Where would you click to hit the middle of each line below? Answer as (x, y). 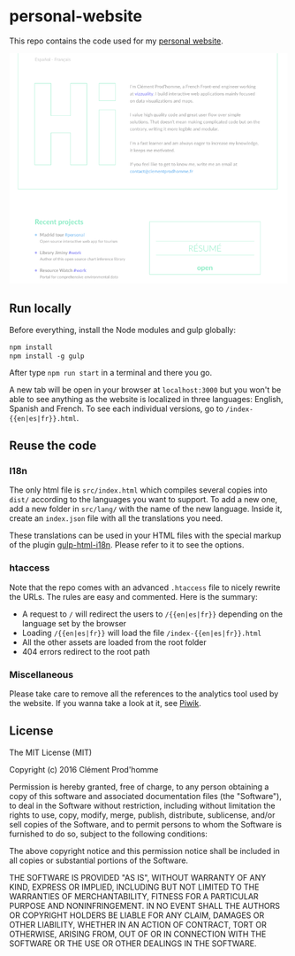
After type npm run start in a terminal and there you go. (111, 372)
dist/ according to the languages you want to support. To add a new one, (144, 500)
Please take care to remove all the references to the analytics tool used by (144, 694)
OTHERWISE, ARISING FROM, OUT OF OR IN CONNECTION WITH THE (138, 934)
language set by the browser (74, 623)
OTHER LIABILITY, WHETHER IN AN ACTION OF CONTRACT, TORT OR (138, 924)
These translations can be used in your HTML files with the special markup (145, 536)
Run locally (41, 309)
